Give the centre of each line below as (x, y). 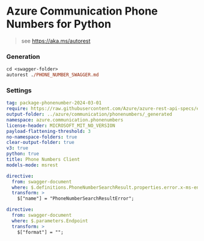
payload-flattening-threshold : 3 (49, 131)
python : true (23, 154)
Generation (23, 56)
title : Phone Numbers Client (43, 160)
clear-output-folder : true (40, 143)
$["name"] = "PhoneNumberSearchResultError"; (76, 199)
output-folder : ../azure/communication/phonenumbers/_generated (89, 114)
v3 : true (17, 148)
